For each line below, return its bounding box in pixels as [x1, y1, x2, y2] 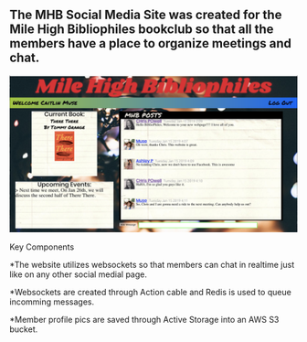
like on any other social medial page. [9, 269, 148, 280]
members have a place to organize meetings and [9, 36, 292, 51]
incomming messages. [9, 296, 95, 307]
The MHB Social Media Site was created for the [9, 7, 282, 23]
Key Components [9, 241, 75, 252]
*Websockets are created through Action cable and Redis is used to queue [9, 287, 292, 298]
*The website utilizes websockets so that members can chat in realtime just [9, 260, 295, 271]
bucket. [9, 324, 38, 335]
